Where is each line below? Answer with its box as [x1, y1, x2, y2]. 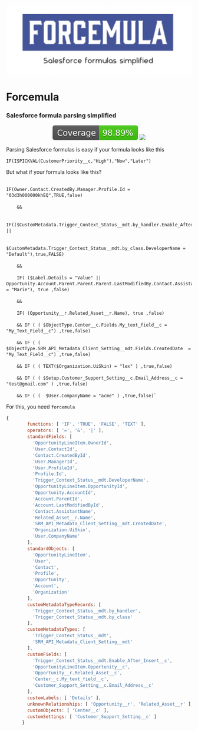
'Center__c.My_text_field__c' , [32, 676, 110, 682]
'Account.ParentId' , [32, 496, 83, 502]
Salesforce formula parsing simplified [6, 111, 117, 120]
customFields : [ [27, 651, 67, 657]
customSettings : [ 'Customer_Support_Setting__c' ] [27, 713, 157, 720]
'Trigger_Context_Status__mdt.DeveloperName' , [32, 478, 149, 483]
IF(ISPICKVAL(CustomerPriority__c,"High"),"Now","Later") [6, 158, 151, 164]
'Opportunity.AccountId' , [32, 490, 96, 496]
